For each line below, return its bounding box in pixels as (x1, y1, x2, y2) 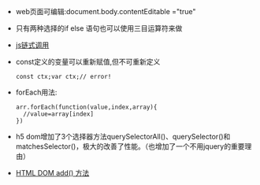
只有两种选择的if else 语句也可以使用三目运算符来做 (15, 24, 183, 33)
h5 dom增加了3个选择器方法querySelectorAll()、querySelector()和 (15, 132, 231, 141)
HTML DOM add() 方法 (15, 168, 90, 177)
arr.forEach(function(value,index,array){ (15, 103, 158, 111)
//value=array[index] (23, 110, 95, 118)
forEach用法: (15, 87, 58, 97)
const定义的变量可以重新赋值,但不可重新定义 (15, 57, 161, 66)
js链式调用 (15, 40, 50, 50)
